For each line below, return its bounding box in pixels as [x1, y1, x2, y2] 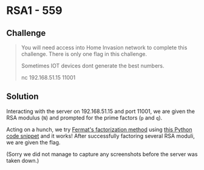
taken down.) [6, 157, 39, 164]
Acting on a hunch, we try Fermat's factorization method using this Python [6, 126, 192, 133]
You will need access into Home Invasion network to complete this [21, 44, 188, 51]
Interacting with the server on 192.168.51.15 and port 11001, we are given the [6, 107, 195, 115]
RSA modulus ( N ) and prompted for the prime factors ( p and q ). [6, 114, 163, 121]
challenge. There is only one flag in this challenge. [21, 50, 148, 58]
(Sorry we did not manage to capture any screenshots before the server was [6, 150, 198, 158]
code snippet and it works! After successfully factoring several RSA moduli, [6, 132, 195, 140]
